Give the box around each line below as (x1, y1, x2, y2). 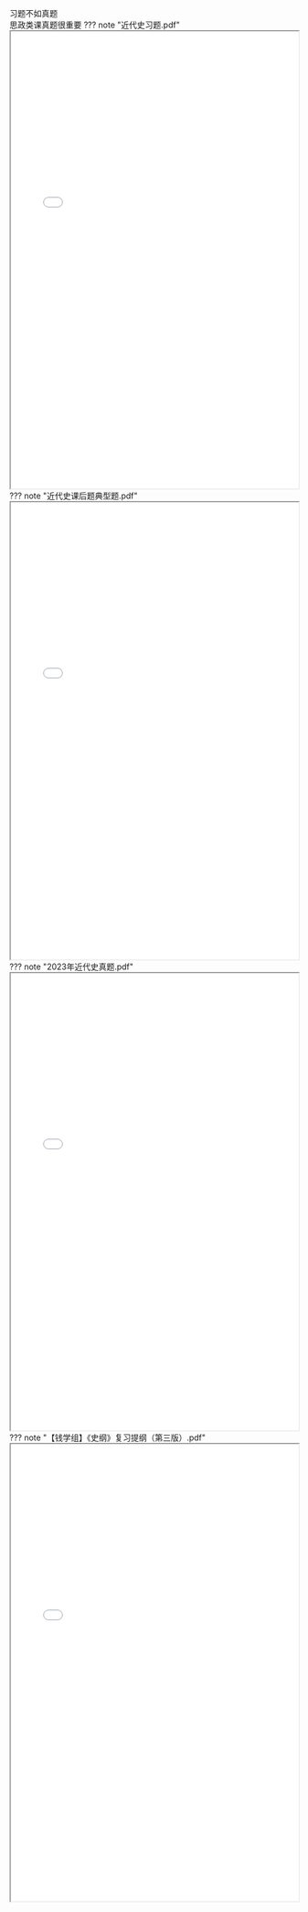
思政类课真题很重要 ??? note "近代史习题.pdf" (9, 19, 180, 30)
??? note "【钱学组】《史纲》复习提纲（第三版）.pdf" (9, 1432, 207, 1443)
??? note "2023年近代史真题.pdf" (9, 961, 134, 972)
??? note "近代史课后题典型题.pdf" (9, 490, 139, 501)
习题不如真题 (9, 8, 58, 18)
